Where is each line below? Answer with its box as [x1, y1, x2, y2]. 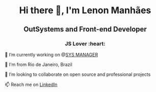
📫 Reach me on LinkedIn [5, 81, 58, 87]
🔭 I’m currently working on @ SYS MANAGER [5, 51, 98, 57]
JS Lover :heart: [65, 40, 106, 47]
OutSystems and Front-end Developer [23, 25, 147, 34]
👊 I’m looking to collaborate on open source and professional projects [5, 71, 151, 77]
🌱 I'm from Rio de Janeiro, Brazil [5, 61, 72, 68]
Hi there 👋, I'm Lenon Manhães [19, 5, 151, 16]
